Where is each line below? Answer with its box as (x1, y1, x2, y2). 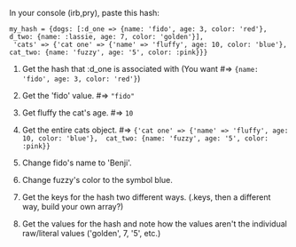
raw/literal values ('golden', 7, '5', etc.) (21, 228, 161, 238)
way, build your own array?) (21, 202, 124, 211)
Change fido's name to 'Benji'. (21, 157, 132, 168)
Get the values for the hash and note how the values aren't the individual (21, 219, 288, 229)
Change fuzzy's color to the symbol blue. (21, 175, 173, 185)
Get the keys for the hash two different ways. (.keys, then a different (21, 192, 271, 203)
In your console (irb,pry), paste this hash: (9, 8, 160, 18)
